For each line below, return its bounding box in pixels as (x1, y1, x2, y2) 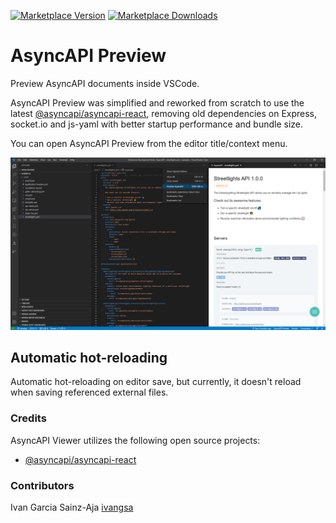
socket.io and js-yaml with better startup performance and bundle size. (10, 118, 303, 130)
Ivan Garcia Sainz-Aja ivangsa (10, 501, 134, 513)
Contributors (10, 478, 75, 492)
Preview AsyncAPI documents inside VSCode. (10, 77, 200, 89)
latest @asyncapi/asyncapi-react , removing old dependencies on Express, (10, 107, 318, 119)
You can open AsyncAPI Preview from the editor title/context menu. (10, 137, 288, 149)
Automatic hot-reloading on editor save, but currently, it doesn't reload (10, 376, 302, 388)
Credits (10, 411, 47, 425)
